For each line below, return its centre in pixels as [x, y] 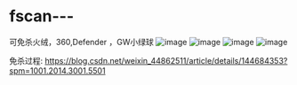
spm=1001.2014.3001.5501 [57, 70]
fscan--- [42, 16]
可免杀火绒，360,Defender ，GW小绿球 [81, 42]
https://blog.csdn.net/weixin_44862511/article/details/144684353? [166, 60]
